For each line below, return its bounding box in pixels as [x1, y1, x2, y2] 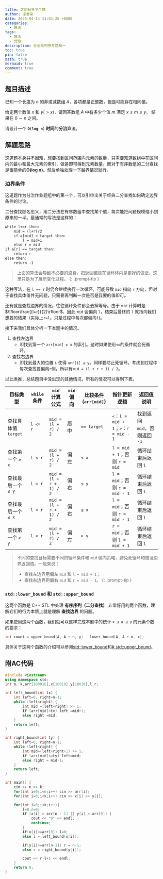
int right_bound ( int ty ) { [5, 735, 60, 740]
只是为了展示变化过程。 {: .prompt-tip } [21, 276, 99, 282]
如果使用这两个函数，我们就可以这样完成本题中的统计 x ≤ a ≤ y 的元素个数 [5, 619, 155, 625]
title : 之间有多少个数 [5, 7, 46, 12]
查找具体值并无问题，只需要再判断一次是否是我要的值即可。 [9, 292, 129, 298]
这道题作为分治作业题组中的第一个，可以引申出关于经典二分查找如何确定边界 [5, 192, 158, 198]
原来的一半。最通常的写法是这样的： [5, 215, 78, 220]
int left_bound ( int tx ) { [5, 690, 57, 696]
